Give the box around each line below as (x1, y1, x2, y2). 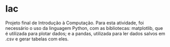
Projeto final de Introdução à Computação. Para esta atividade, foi (5, 20, 144, 26)
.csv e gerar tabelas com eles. (5, 36, 69, 42)
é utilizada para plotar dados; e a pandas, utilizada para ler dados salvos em (5, 30, 165, 36)
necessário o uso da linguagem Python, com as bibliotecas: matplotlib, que (5, 25, 163, 31)
